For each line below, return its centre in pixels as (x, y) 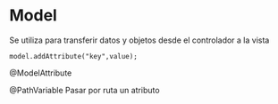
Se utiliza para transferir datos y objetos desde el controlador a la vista (139, 40)
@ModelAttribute (41, 73)
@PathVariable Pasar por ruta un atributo (84, 90)
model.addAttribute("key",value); (74, 56)
